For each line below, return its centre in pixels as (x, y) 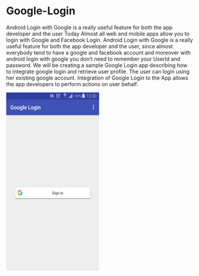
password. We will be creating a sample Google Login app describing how (97, 65)
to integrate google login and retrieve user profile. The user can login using (98, 71)
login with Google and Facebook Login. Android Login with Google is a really (99, 40)
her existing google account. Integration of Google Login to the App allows (97, 78)
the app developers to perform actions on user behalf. (72, 84)
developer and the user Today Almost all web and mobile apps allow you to (98, 33)
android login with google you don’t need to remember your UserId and (93, 59)
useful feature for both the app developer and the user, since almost (90, 46)
